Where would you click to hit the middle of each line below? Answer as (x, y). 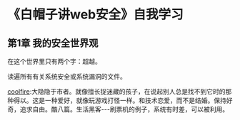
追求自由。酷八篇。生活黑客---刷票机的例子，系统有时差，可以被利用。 (124, 109)
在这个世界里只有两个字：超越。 (54, 61)
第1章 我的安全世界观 (53, 43)
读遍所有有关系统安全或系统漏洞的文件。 (67, 76)
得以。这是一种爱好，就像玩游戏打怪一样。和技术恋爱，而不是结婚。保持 (120, 100)
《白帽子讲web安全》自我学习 (95, 15)
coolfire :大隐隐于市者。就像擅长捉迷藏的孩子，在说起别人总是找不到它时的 (116, 92)
